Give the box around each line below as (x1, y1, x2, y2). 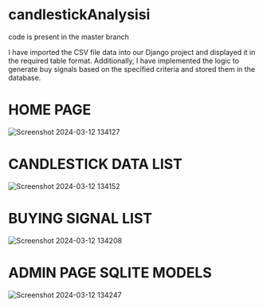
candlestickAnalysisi (8, 6, 151, 24)
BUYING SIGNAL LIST (8, 210, 153, 227)
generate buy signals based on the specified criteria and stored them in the (8, 64, 256, 73)
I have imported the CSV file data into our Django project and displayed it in (8, 47, 256, 57)
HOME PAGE (8, 101, 92, 119)
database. (8, 73, 41, 82)
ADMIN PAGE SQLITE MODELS (8, 263, 213, 281)
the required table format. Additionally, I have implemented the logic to (8, 56, 240, 65)
